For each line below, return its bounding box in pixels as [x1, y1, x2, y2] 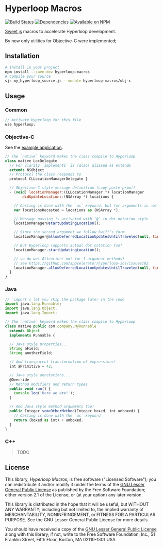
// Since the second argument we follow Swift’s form [14, 229, 125, 235]
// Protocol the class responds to [9, 172, 81, 177]
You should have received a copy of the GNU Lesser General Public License [5, 526, 157, 532]
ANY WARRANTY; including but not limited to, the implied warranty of [5, 506, 144, 512]
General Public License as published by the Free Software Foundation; [5, 487, 146, 493]
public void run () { [9, 386, 51, 391]
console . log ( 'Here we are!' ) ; [14, 391, 75, 396]
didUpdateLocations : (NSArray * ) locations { [22, 194, 114, 199]
